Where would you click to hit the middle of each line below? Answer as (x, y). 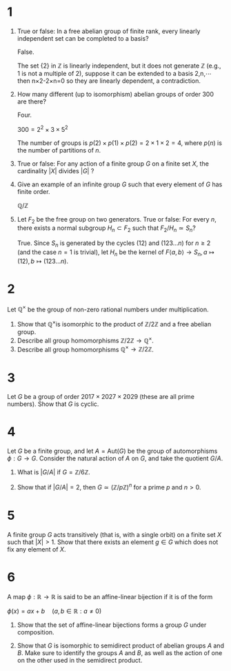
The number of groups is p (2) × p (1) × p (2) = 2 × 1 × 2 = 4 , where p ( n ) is (120, 143)
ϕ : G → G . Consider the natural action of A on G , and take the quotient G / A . (115, 458)
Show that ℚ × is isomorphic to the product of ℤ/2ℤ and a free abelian (114, 324)
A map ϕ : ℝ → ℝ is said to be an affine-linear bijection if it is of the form (110, 596)
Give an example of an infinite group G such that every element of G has (120, 184)
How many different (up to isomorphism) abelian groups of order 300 (115, 94)
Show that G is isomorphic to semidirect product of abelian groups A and (120, 645)
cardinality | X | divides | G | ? (56, 171)
